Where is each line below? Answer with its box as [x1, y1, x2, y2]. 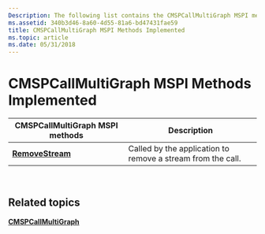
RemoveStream [12, 148, 71, 159]
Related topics [8, 196, 80, 210]
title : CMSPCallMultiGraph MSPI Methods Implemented [8, 26, 185, 34]
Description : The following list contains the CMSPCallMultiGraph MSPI [8, 11, 248, 20]
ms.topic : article [8, 33, 69, 42]
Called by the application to [128, 143, 230, 154]
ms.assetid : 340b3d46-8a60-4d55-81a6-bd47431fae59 [8, 19, 178, 27]
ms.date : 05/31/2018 [8, 41, 77, 49]
